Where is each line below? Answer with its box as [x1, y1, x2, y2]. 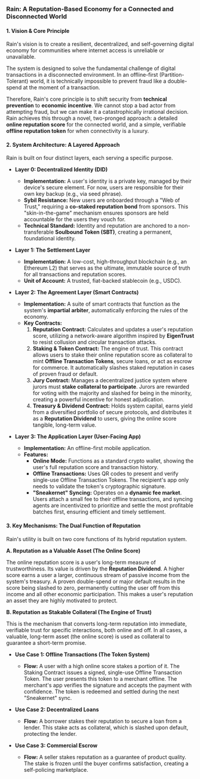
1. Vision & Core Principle [6, 27, 70, 34]
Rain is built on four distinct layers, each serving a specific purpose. [6, 155, 173, 162]
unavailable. [6, 53, 36, 61]
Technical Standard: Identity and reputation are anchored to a [23, 222, 177, 230]
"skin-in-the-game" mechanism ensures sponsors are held [23, 209, 169, 217]
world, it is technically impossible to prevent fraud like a [29, 77, 167, 85]
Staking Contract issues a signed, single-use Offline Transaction [23, 669, 182, 676]
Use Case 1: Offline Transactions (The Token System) [14, 651, 150, 658]
